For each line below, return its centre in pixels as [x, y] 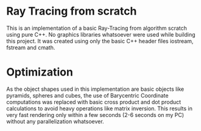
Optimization [40, 72]
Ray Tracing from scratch [72, 11]
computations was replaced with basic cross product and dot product [94, 102]
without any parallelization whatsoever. [55, 121]
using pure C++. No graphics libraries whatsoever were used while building [101, 34]
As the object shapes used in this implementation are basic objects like [95, 89]
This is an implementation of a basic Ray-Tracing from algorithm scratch [97, 28]
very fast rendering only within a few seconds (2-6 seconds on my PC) [95, 115]
